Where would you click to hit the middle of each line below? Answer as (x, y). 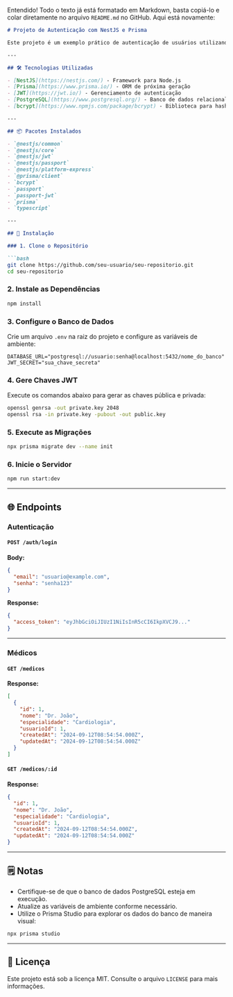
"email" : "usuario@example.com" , (62, 577)
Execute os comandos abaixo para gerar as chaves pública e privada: (106, 395)
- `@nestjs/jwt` (31, 157)
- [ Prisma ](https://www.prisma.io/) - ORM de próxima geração (99, 87)
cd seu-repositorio (35, 271)
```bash (18, 258)
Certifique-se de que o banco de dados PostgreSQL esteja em (106, 891)
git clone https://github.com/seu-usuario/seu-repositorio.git (101, 265)
